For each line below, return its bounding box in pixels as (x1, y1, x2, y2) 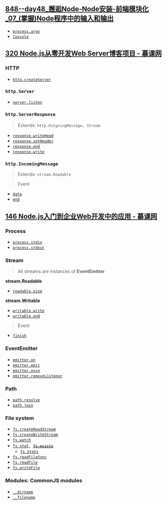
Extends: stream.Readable (17, 171, 72, 178)
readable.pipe (12, 289, 42, 294)
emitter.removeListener (12, 373, 63, 378)
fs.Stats (20, 450, 39, 455)
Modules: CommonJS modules (5, 477, 82, 484)
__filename (12, 495, 36, 500)
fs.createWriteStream (12, 432, 58, 437)
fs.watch (12, 438, 31, 443)
